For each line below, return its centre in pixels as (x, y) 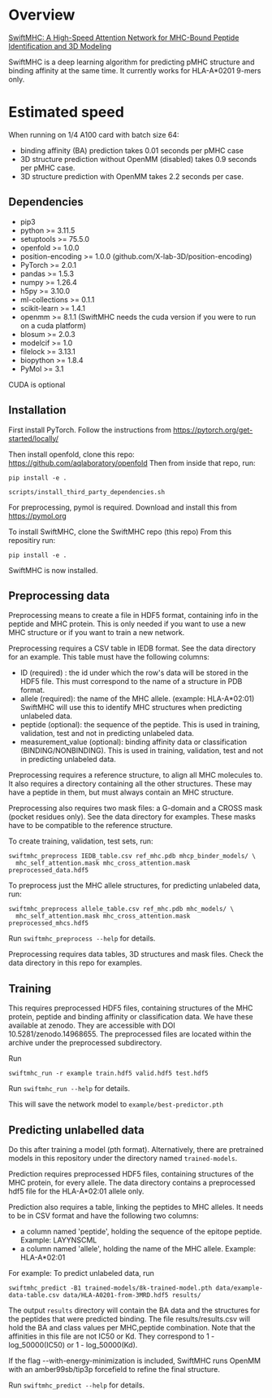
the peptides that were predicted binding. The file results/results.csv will (129, 1319)
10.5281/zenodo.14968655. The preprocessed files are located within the (130, 1034)
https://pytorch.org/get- (213, 430)
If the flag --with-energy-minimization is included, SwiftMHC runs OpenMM (135, 1361)
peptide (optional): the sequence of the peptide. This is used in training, (140, 725)
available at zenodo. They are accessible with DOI (92, 1025)
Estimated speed (66, 112)
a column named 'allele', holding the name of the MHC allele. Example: (138, 1248)
